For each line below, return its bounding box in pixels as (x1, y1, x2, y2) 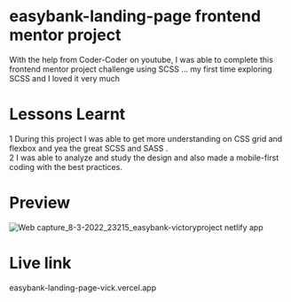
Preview (9, 193, 71, 213)
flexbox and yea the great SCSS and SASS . (9, 143, 169, 153)
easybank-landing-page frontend (9, 6, 262, 27)
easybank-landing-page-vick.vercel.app (9, 282, 157, 293)
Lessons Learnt (9, 105, 126, 125)
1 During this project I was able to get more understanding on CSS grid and (9, 133, 283, 143)
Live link (9, 253, 72, 273)
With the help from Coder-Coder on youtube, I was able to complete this (9, 54, 273, 65)
